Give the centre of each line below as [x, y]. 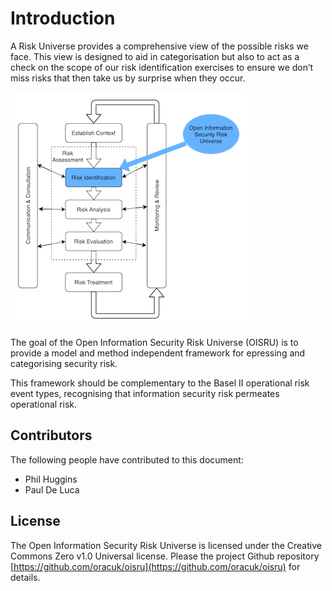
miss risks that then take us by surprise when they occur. [128, 78]
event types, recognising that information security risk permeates [145, 393]
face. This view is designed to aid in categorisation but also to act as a [155, 56]
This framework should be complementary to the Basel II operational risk [160, 383]
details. [25, 577]
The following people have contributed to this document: [127, 459]
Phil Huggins [51, 479]
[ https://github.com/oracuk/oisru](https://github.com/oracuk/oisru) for [155, 566]
